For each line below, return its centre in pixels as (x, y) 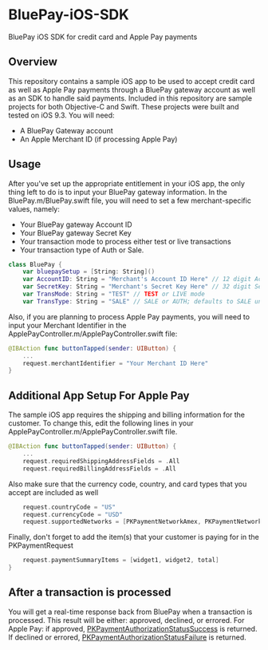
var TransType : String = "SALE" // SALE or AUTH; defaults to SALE (137, 301)
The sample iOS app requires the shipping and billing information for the (127, 415)
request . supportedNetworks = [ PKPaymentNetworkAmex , (112, 522)
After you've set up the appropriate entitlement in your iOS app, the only (127, 183)
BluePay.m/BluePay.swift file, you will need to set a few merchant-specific (130, 200)
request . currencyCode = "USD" (73, 514)
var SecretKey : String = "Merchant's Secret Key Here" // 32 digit (137, 287)
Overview (33, 62)
